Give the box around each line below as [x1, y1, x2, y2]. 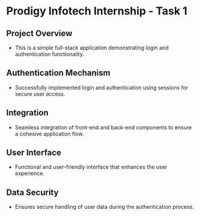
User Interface [6, 147, 62, 158]
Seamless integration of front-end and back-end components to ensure [14, 123, 192, 131]
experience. [14, 170, 45, 177]
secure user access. [14, 90, 65, 97]
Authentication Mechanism [6, 68, 111, 78]
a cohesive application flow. [14, 130, 84, 137]
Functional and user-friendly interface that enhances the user [14, 164, 168, 171]
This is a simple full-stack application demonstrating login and [14, 44, 169, 51]
